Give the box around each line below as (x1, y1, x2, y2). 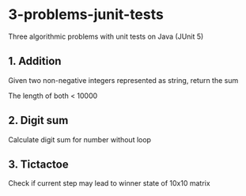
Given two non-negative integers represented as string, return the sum (8, 75, 239, 85)
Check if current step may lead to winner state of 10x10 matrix (8, 179, 211, 188)
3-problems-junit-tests (8, 6, 164, 24)
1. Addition (8, 55, 62, 68)
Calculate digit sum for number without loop (8, 134, 152, 144)
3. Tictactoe (8, 157, 69, 171)
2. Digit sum (8, 114, 69, 127)
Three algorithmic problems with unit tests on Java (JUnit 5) (8, 32, 204, 41)
